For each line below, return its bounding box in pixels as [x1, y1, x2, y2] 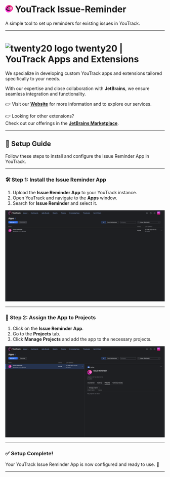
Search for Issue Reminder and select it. [12, 200, 98, 206]
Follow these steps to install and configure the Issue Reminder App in [5, 153, 149, 159]
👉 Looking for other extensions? [5, 113, 74, 119]
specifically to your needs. [5, 75, 61, 81]
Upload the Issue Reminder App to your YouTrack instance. [12, 189, 138, 195]
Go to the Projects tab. [12, 331, 61, 337]
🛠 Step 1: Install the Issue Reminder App [5, 176, 106, 183]
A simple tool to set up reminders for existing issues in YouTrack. [5, 20, 140, 26]
